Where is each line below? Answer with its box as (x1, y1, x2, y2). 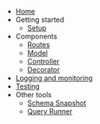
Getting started (15, 15, 65, 24)
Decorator (27, 65, 60, 74)
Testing (15, 82, 41, 91)
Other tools (15, 90, 52, 99)
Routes (27, 40, 51, 49)
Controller (27, 57, 60, 66)
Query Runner (27, 107, 73, 116)
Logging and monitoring (15, 74, 93, 82)
